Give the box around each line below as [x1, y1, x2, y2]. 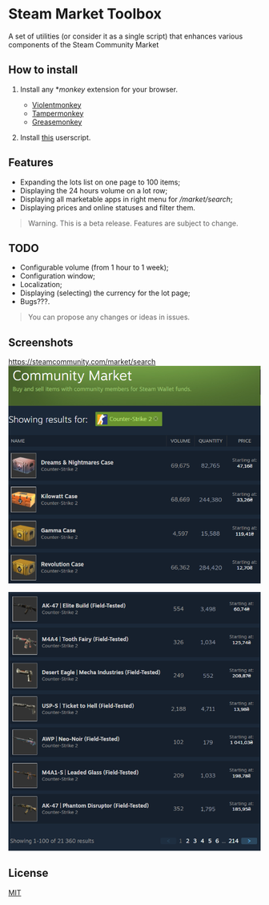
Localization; [19, 280, 62, 290]
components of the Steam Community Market [8, 39, 159, 49]
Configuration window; [19, 271, 96, 281]
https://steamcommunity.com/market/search [8, 357, 156, 367]
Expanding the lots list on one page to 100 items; [19, 177, 181, 187]
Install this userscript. [19, 132, 91, 142]
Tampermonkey [31, 108, 84, 118]
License [8, 866, 49, 880]
